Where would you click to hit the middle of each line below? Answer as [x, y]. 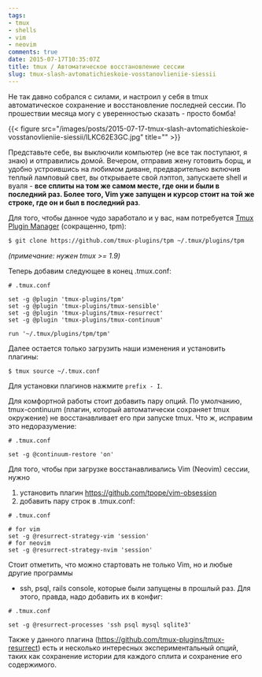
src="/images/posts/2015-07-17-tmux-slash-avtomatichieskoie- [145, 128]
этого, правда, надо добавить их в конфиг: [91, 597]
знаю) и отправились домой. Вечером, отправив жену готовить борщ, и [130, 160]
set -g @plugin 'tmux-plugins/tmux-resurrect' [86, 313]
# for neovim [30, 543]
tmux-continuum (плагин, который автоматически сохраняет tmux [119, 410]
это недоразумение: [42, 426]
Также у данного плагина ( [53, 640]
